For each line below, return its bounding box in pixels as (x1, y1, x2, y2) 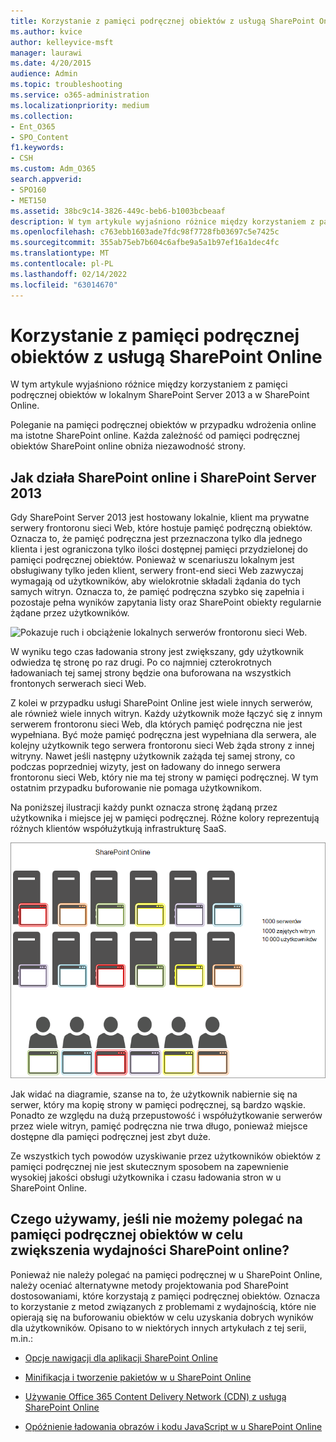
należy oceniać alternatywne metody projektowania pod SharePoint (10, 1279, 289, 1291)
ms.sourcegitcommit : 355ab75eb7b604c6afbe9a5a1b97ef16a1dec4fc (10, 238, 280, 248)
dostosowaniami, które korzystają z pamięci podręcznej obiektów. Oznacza (10, 1290, 321, 1302)
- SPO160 (10, 185, 47, 195)
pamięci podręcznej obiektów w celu (10, 1226, 243, 1244)
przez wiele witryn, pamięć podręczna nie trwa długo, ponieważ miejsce (10, 1120, 308, 1132)
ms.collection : (10, 111, 74, 121)
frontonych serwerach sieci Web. (10, 678, 147, 690)
